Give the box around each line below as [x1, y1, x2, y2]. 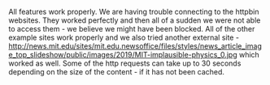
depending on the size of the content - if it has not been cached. [8, 67, 225, 76]
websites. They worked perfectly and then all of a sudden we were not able [8, 15, 261, 25]
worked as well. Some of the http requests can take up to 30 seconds [8, 58, 242, 68]
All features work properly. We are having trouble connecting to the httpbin [8, 7, 259, 16]
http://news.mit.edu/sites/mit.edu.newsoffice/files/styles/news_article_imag [8, 41, 262, 51]
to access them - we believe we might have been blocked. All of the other [8, 24, 255, 33]
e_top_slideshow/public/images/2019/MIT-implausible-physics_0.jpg [8, 50, 237, 59]
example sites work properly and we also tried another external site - [8, 32, 240, 42]
